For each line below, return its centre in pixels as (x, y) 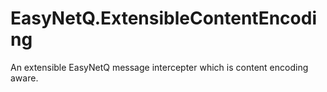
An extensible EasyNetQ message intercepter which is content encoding (159, 67)
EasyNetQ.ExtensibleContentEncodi (163, 18)
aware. (24, 78)
